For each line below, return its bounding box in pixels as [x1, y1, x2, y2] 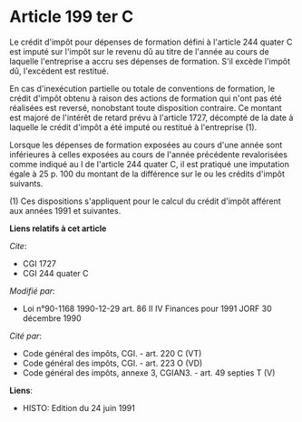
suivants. [9, 177, 44, 188]
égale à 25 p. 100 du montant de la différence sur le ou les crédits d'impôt [9, 168, 286, 179]
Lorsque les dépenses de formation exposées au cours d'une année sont [9, 139, 283, 150]
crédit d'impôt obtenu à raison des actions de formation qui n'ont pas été [9, 93, 283, 104]
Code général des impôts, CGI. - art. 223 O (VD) [22, 357, 203, 368]
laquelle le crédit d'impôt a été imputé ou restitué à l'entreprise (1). [9, 121, 258, 133]
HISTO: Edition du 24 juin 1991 [22, 402, 136, 413]
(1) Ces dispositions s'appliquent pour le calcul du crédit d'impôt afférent [9, 196, 281, 206]
